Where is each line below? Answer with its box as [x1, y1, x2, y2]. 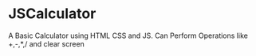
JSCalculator [8, 5, 96, 23]
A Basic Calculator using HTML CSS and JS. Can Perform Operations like [8, 31, 249, 40]
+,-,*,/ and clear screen [8, 39, 85, 48]
